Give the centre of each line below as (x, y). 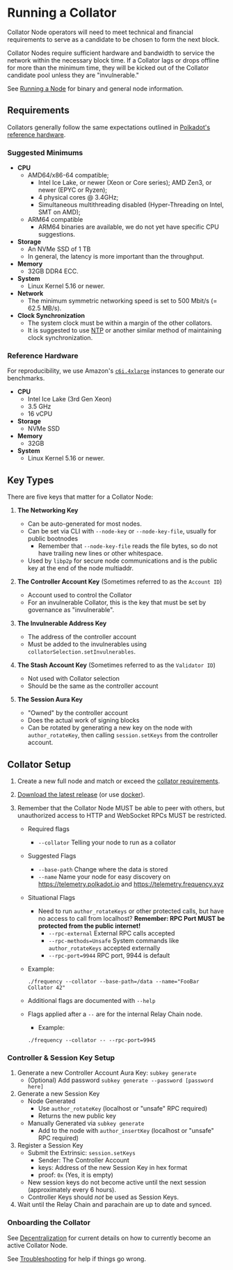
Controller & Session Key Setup (61, 1057)
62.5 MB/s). (45, 308)
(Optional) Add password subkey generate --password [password (120, 1080)
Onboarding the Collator (49, 1223)
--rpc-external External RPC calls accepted (112, 933)
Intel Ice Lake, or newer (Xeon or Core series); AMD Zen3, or (125, 183)
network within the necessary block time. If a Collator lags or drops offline (113, 60)
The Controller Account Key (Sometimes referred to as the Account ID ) (120, 581)
